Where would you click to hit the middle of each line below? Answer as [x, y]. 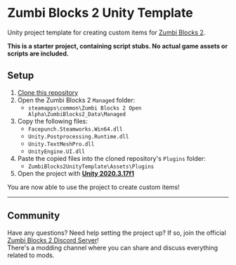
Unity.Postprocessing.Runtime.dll [78, 136]
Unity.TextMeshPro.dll [61, 144]
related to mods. [31, 255]
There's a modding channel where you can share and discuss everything [113, 247]
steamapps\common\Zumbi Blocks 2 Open [85, 108]
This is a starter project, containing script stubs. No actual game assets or [118, 46]
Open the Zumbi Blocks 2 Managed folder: [76, 100]
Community [34, 216]
